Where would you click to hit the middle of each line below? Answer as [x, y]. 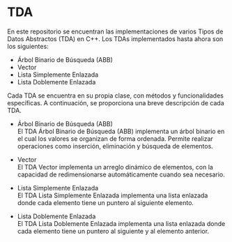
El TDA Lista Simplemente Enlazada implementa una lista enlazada [113, 195]
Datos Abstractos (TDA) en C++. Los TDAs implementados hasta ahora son [115, 38]
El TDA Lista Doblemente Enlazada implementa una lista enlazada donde [121, 223]
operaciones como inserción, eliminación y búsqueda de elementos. [115, 146]
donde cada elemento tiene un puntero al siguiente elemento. [105, 202]
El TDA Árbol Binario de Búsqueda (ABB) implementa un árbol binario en [121, 131]
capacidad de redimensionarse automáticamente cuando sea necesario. [121, 174]
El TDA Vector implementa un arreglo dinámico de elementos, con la [115, 167]
